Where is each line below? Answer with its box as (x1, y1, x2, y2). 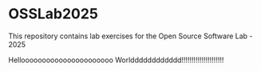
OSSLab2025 (8, 5, 98, 23)
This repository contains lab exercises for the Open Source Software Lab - (8, 31, 253, 41)
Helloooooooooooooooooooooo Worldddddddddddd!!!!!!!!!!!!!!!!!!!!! (8, 55, 224, 65)
